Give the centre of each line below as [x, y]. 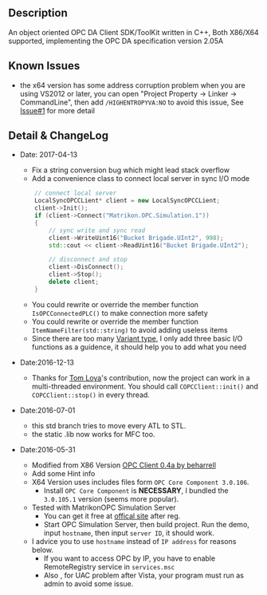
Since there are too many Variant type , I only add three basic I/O [137, 338]
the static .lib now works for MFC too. [93, 434]
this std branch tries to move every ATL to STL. [109, 425]
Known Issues [44, 66]
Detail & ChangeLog [59, 136]
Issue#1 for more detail [57, 110]
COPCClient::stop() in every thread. [90, 395]
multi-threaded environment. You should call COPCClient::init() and [145, 386]
